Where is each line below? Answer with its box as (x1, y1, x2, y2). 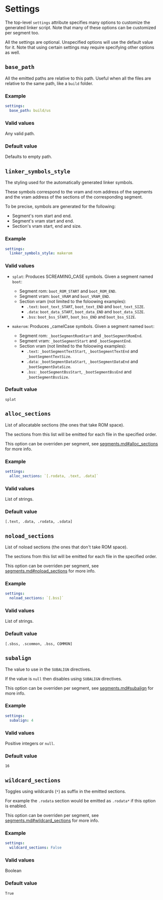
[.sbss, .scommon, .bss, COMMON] (5, 641, 73, 646)
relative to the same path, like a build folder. (5, 80, 94, 86)
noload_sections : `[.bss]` (9, 596, 64, 601)
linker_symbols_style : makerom (9, 251, 73, 256)
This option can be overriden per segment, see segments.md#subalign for (5, 685, 154, 691)
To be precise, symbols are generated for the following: (5, 204, 116, 209)
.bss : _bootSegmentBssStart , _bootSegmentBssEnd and (26, 369, 132, 374)
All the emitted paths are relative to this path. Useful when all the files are (5, 75, 151, 81)
